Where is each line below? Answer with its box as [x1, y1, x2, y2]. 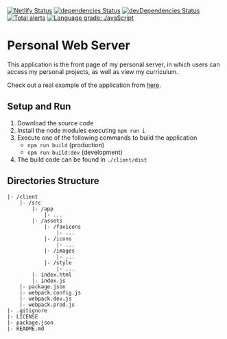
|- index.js [32, 277, 67, 284]
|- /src [19, 199, 41, 206]
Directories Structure [7, 175, 99, 187]
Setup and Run [7, 101, 71, 112]
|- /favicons [43, 223, 81, 230]
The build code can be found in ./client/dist [16, 155, 147, 164]
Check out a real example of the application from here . [7, 81, 161, 89]
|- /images [43, 247, 75, 254]
